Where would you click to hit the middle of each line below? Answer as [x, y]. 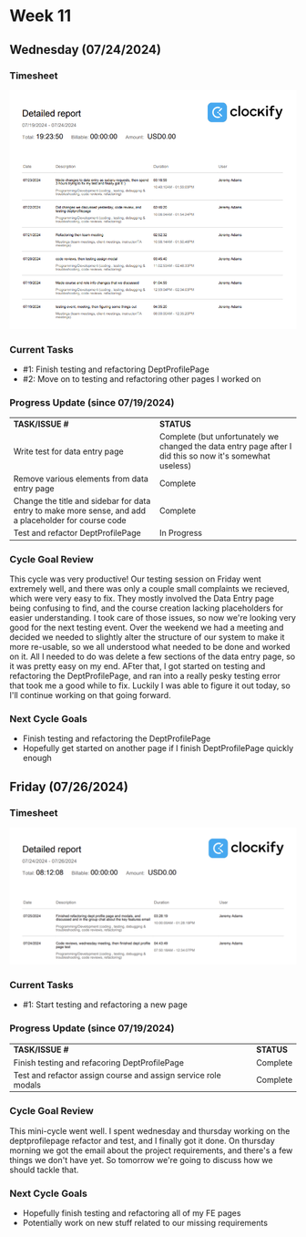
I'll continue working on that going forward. [90, 695]
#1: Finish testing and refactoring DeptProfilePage [116, 369]
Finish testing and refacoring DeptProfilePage [99, 1062]
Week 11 [41, 16]
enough [37, 758]
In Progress [181, 533]
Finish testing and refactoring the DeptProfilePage [117, 738]
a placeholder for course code [70, 520]
